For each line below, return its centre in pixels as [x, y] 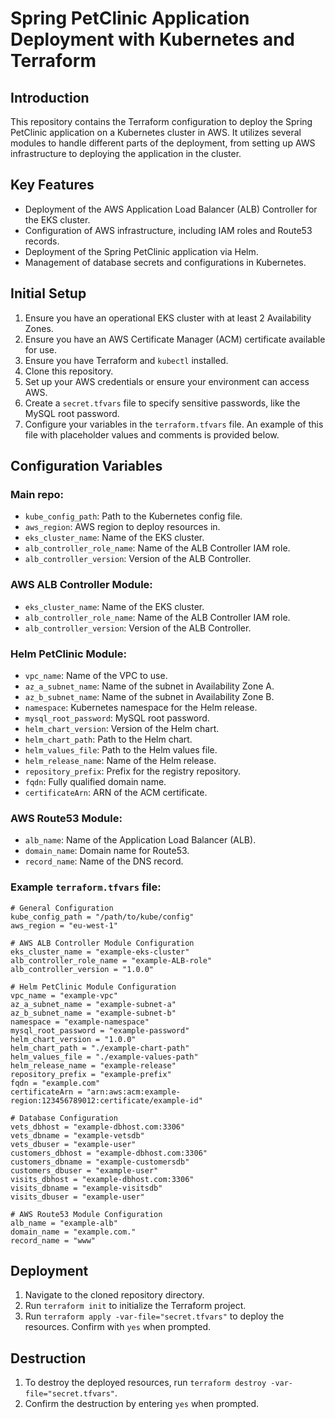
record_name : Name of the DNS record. [104, 861]
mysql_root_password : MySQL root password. [117, 718]
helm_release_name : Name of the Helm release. [120, 760]
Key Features [52, 185]
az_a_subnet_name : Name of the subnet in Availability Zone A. [149, 686]
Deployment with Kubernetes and [152, 39]
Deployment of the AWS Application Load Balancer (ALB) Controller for [171, 209]
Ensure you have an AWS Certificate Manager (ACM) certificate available [175, 339]
